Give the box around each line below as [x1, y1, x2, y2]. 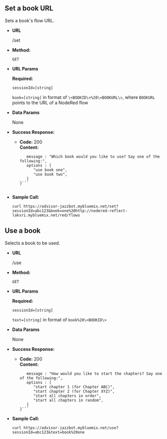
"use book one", [33, 167, 68, 172]
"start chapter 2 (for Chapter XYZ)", [33, 389, 115, 394]
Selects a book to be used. [5, 240, 61, 246]
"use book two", [33, 172, 68, 177]
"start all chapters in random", [33, 397, 104, 403]
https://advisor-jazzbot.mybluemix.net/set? [23, 204, 119, 209]
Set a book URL [5, 4, 53, 13]
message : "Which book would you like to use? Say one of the [26, 154, 160, 159]
